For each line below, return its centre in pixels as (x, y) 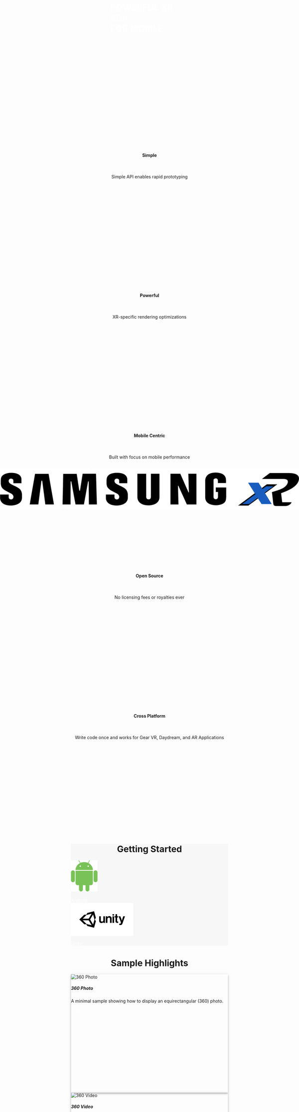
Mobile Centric (149, 435)
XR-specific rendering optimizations (149, 317)
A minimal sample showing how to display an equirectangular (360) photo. (147, 1001)
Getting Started (149, 849)
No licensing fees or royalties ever (149, 597)
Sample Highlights (149, 963)
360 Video (82, 1107)
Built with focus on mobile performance (149, 457)
